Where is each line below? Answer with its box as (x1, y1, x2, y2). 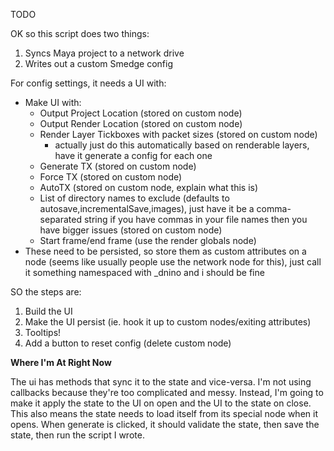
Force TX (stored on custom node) (39, 171, 183, 183)
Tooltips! (24, 327, 62, 338)
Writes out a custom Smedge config (24, 58, 174, 69)
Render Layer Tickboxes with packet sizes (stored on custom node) (39, 129, 318, 140)
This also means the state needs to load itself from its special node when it (10, 408, 318, 419)
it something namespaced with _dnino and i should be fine (24, 267, 265, 278)
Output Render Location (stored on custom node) (39, 118, 243, 129)
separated (39, 214, 83, 225)
